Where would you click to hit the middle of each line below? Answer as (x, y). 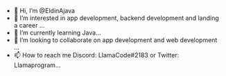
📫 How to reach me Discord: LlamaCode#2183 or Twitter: (96, 55)
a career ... (29, 25)
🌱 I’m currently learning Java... (58, 32)
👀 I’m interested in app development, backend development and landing (116, 18)
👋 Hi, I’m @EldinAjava (44, 11)
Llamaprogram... (37, 65)
